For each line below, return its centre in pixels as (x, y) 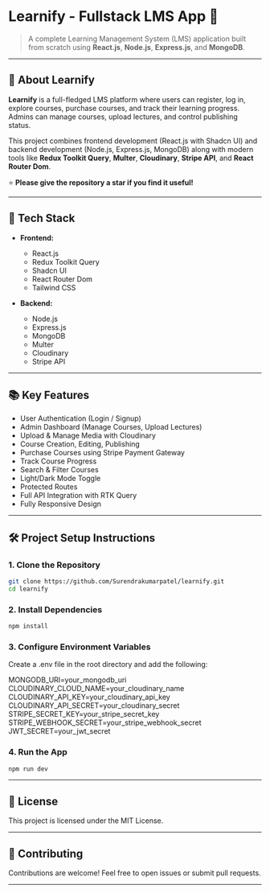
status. (20, 125)
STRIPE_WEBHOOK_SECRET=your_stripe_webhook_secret (105, 722)
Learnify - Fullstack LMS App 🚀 (113, 16)
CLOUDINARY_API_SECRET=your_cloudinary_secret (94, 706)
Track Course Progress (58, 461)
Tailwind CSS (54, 287)
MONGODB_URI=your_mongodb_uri (67, 680)
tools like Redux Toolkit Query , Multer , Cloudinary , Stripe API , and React (131, 158)
